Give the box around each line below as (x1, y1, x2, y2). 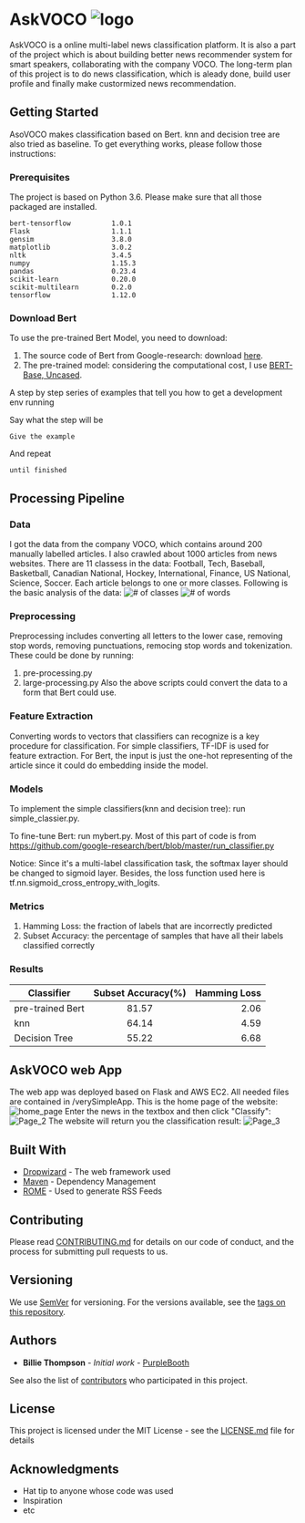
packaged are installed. (9, 202, 97, 212)
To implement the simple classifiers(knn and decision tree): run (9, 803, 246, 813)
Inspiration (22, 1496, 63, 1507)
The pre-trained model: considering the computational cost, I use (22, 360, 268, 371)
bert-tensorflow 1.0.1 (9, 219, 132, 228)
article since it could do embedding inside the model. (9, 760, 208, 771)
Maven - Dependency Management (22, 1176, 157, 1187)
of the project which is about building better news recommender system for (9, 48, 293, 59)
